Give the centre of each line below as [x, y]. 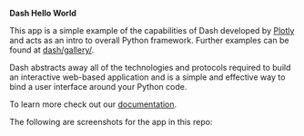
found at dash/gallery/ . [52, 50]
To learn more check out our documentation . [93, 104]
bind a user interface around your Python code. [98, 87]
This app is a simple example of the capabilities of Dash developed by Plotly [152, 30]
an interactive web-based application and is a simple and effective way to [147, 77]
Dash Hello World [43, 13]
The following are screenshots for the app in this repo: [111, 122]
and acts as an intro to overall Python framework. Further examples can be [149, 40]
